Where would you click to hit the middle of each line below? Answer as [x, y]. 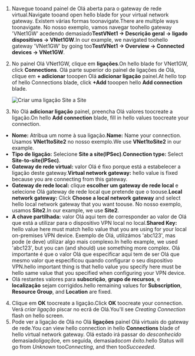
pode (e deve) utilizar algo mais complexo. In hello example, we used [95, 242]
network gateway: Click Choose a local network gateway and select [96, 198]
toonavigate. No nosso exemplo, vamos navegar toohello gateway [92, 27]
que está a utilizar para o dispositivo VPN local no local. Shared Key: [94, 223]
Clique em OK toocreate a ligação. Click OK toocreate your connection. [97, 303]
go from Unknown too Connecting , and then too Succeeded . [84, 347]
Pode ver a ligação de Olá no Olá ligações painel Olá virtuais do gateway [100, 322]
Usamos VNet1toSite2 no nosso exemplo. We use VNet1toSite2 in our [96, 142]
